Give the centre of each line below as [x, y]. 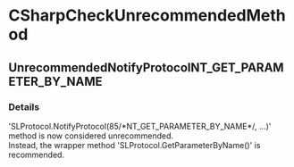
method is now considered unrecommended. [91, 136]
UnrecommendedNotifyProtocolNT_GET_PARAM [146, 67]
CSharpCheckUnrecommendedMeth [147, 16]
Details [24, 106]
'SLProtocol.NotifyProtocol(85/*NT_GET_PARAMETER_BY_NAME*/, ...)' [140, 126]
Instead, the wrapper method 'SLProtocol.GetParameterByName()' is [134, 145]
